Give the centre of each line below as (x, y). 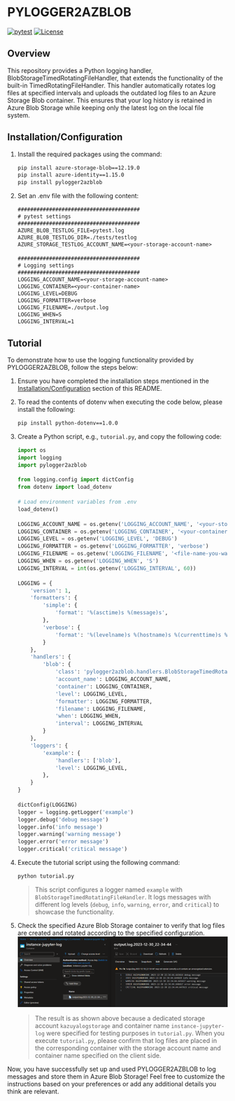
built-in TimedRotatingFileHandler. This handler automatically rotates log (112, 85)
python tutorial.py (46, 876)
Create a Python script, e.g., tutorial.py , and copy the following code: (119, 436)
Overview (29, 54)
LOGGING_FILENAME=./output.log (63, 308)
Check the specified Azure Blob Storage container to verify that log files (121, 925)
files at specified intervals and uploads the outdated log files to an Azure (112, 92)
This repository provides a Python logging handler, (80, 70)
